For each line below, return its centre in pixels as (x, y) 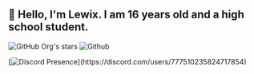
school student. (48, 27)
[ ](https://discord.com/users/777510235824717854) (127, 61)
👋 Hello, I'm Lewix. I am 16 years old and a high (126, 15)
